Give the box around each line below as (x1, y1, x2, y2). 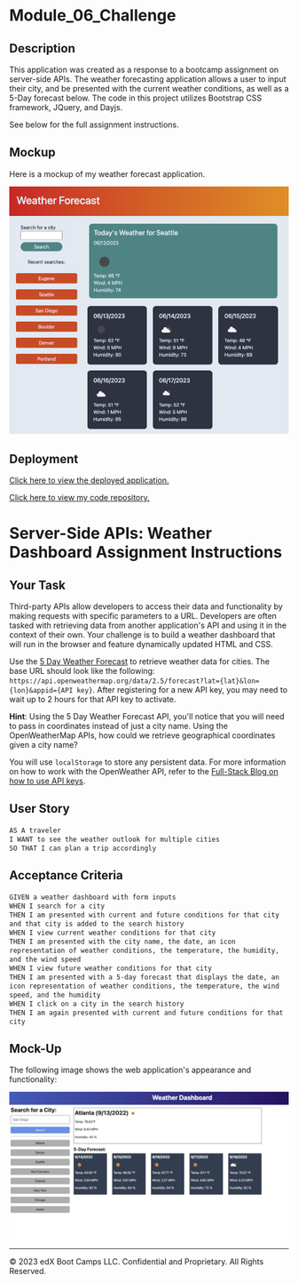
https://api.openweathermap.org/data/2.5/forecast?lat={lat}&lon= (9, 677, 260, 686)
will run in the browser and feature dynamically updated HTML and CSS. (9, 639, 273, 650)
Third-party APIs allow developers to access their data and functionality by (9, 601, 284, 612)
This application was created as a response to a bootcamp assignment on (9, 64, 279, 75)
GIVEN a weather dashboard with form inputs (9, 893, 176, 902)
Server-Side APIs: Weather (9, 524, 213, 543)
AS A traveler (9, 826, 62, 835)
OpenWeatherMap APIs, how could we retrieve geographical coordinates (9, 730, 276, 741)
